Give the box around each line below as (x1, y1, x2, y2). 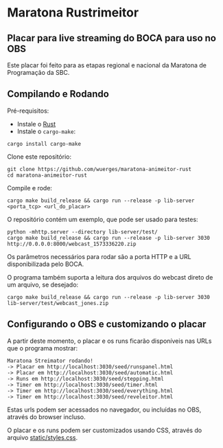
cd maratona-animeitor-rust (7, 172, 88, 179)
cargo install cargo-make (7, 140, 81, 147)
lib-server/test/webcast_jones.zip (7, 300, 109, 306)
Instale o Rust (16, 120, 56, 128)
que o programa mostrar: (7, 344, 78, 352)
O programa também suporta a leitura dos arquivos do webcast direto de (7, 273, 213, 281)
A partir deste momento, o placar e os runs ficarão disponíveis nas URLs (7, 337, 212, 345)
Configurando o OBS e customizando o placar (7, 318, 207, 331)
